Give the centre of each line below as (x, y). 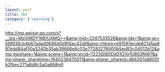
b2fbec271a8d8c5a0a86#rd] (34, 65)
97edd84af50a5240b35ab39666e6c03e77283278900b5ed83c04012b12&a (82, 49)
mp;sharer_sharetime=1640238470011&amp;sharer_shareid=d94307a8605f (82, 60)
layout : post (19, 10)
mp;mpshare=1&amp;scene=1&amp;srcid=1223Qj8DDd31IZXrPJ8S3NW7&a (82, 54)
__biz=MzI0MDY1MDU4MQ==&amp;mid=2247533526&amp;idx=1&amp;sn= (82, 38)
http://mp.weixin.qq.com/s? (33, 33)
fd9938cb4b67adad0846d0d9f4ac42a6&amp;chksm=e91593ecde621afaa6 (82, 44)
